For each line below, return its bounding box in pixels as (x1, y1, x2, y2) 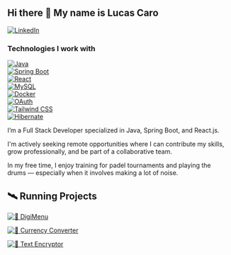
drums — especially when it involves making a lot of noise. (7, 169, 179, 177)
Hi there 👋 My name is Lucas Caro (7, 7, 159, 19)
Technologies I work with (7, 43, 96, 53)
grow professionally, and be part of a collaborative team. (7, 147, 172, 156)
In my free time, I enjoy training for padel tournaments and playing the (7, 161, 211, 170)
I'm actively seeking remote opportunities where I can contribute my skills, (7, 140, 225, 149)
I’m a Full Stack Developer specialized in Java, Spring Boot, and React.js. (7, 126, 220, 135)
